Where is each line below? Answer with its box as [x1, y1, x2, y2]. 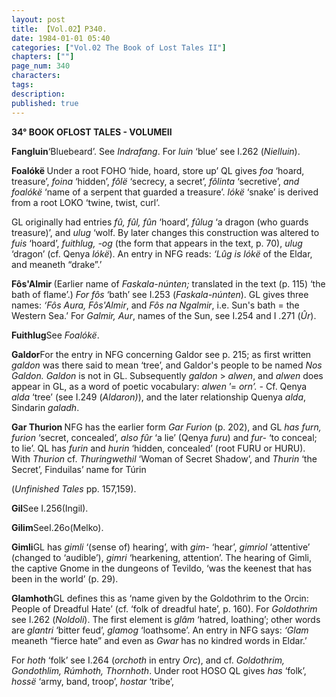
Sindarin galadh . [11, 401, 80, 413]
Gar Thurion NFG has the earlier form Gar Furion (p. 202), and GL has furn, [11, 421, 322, 433]
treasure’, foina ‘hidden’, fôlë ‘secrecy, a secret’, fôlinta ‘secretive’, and [11, 175, 300, 187]
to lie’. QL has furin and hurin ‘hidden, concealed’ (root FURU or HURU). [11, 442, 306, 454]
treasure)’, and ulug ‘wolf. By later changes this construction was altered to [11, 226, 320, 238]
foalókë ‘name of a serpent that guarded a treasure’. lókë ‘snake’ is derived [11, 186, 319, 198]
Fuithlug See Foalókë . [11, 329, 100, 341]
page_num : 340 [11, 61, 71, 71]
